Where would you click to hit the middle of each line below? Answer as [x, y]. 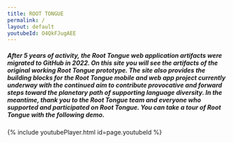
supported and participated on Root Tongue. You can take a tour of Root [114, 107]
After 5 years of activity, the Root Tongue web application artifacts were [115, 55]
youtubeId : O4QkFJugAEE [42, 33]
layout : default [31, 27]
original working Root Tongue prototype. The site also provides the [106, 70]
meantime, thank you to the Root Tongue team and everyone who [104, 100]
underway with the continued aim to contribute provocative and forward [115, 85]
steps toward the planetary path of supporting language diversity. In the [115, 92]
